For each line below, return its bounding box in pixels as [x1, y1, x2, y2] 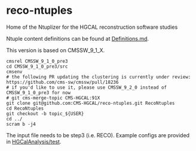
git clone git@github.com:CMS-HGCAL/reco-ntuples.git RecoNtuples [6, 100, 175, 106]
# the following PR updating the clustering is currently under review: [6, 74, 191, 80]
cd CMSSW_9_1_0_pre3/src [6, 64, 68, 70]
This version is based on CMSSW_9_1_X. [6, 46, 105, 54]
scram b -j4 [6, 121, 36, 127]
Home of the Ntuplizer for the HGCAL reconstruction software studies [6, 23, 178, 31]
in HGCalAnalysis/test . [6, 138, 62, 145]
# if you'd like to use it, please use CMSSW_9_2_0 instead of [6, 84, 167, 90]
